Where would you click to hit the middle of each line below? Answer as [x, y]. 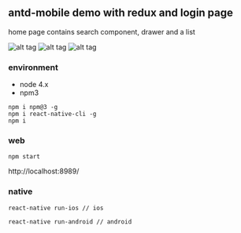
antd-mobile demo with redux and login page [121, 13]
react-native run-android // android [70, 222]
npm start [24, 157]
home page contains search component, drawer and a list [102, 31]
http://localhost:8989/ [44, 171]
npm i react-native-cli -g [52, 114]
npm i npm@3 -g [33, 107]
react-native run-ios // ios [56, 208]
